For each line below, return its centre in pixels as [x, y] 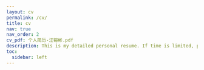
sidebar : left [29, 57]
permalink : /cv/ [27, 18]
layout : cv [20, 12]
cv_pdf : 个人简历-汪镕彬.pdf [40, 40]
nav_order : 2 [23, 35]
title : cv [19, 23]
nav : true [19, 29]
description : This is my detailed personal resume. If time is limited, [100, 46]
